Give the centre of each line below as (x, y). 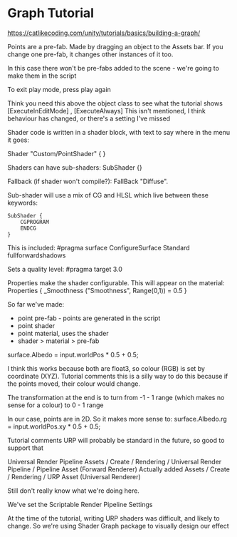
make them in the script (42, 76)
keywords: (22, 203)
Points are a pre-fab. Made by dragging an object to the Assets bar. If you (115, 46)
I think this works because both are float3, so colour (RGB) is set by (106, 368)
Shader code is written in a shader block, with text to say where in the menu (118, 132)
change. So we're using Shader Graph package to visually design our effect (118, 526)
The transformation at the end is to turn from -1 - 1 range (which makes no (116, 397)
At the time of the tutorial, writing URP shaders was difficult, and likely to (114, 518)
